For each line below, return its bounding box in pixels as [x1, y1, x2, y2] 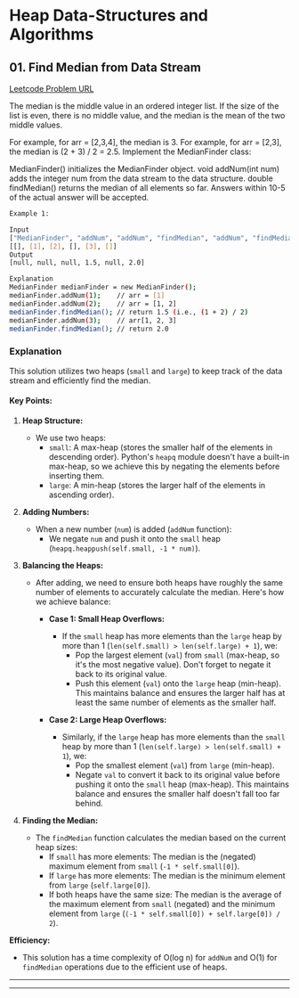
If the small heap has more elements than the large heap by [61, 630, 282, 642]
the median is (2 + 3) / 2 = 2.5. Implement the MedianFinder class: [9, 146, 252, 157]
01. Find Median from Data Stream [9, 60, 202, 75]
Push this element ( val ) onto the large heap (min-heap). [75, 678, 282, 689]
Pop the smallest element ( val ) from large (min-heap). [75, 759, 275, 771]
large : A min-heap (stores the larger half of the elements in [48, 479, 266, 490]
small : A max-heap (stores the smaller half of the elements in [48, 442, 273, 453]
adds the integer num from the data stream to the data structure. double [9, 173, 273, 184]
